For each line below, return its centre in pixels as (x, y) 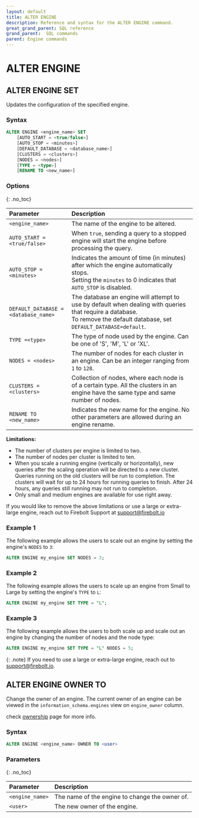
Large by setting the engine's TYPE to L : (54, 592)
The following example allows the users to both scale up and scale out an (96, 631)
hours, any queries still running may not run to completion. (86, 488)
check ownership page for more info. (51, 716)
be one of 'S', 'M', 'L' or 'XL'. (110, 343)
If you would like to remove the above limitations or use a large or (86, 506)
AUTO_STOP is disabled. (102, 287)
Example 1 (21, 528)
